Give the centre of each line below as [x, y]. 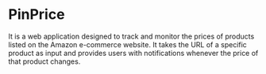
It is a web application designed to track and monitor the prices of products [131, 36]
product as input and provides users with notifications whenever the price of [133, 53]
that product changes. [44, 61]
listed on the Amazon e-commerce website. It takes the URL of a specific [128, 44]
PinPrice [37, 15]
